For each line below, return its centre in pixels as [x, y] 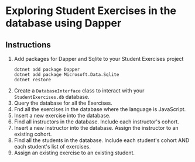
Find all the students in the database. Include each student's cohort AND [102, 140]
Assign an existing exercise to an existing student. [74, 153]
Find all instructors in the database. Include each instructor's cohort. [96, 122]
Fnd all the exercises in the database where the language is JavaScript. [100, 109]
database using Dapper [64, 23]
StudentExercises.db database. [52, 97]
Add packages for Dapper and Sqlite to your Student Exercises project [99, 59]
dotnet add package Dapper [47, 70]
